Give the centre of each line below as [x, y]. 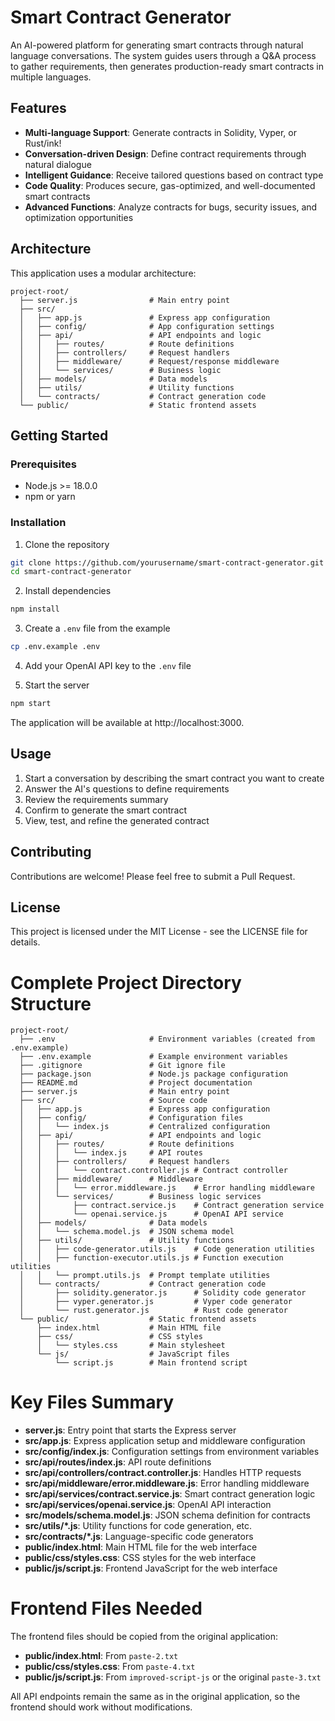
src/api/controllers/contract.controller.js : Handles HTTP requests [163, 1473]
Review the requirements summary [96, 799]
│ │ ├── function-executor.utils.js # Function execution [151, 1258]
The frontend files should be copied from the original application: [144, 1637]
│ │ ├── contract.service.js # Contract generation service [172, 1206]
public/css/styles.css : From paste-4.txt [110, 1667]
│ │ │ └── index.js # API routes [111, 1153]
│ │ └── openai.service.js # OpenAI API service [151, 1214]
